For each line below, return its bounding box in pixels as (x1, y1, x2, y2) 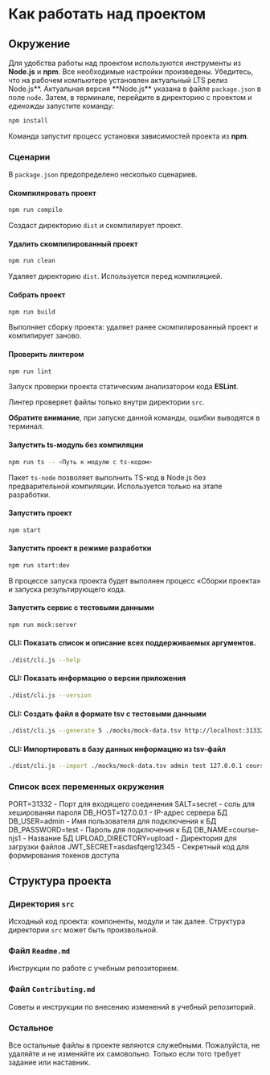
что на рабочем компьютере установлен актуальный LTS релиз (8, 76, 228, 85)
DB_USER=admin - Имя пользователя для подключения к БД (8, 816, 217, 826)
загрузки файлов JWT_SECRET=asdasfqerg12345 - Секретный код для (8, 842, 249, 852)
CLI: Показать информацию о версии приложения (8, 674, 186, 683)
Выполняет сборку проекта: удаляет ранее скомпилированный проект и (8, 322, 259, 332)
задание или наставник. (8, 1057, 91, 1067)
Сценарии (8, 151, 51, 162)
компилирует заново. (8, 331, 82, 341)
